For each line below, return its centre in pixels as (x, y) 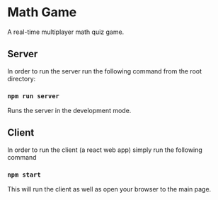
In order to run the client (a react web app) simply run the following (105, 150)
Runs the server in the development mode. (69, 111)
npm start (24, 175)
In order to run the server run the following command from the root (105, 71)
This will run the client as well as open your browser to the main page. (109, 189)
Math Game (42, 12)
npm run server (34, 96)
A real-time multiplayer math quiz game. (66, 32)
